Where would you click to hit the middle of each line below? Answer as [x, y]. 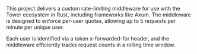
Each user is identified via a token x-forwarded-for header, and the [88, 38]
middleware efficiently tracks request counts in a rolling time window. [91, 45]
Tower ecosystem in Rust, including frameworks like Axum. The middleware [99, 15]
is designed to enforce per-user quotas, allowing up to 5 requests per [91, 21]
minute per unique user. [35, 27]
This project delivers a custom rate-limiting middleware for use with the [93, 9]
